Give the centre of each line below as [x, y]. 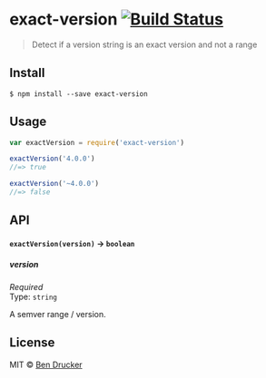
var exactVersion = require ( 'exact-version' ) [97, 142]
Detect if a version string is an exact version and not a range [144, 44]
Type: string [33, 296]
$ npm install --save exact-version [79, 94]
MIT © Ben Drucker [46, 364]
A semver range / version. [58, 314]
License [32, 343]
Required [26, 286]
